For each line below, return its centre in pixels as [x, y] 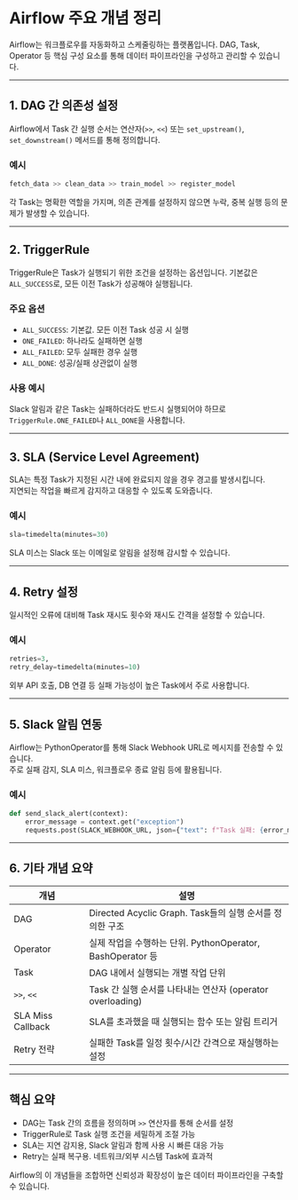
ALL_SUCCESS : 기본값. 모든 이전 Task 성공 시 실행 [105, 330]
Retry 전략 [34, 1049]
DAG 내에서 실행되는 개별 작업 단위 [157, 973]
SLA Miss [33, 1015]
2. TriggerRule [50, 250]
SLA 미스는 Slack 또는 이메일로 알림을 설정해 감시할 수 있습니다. [120, 553]
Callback [32, 1026]
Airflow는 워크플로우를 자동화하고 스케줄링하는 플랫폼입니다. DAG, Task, [134, 44]
